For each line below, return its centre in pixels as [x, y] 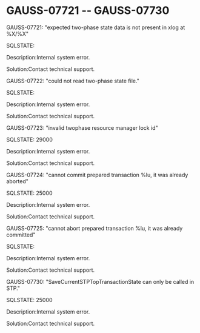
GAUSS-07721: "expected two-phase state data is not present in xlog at [96, 27]
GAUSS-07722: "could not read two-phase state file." [73, 81]
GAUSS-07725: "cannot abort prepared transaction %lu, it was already [95, 228]
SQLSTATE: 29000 [29, 140]
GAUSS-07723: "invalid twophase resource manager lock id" [82, 127]
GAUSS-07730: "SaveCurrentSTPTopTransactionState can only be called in [100, 281]
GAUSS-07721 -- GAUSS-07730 [88, 11]
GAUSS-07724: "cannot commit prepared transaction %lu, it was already [97, 175]
